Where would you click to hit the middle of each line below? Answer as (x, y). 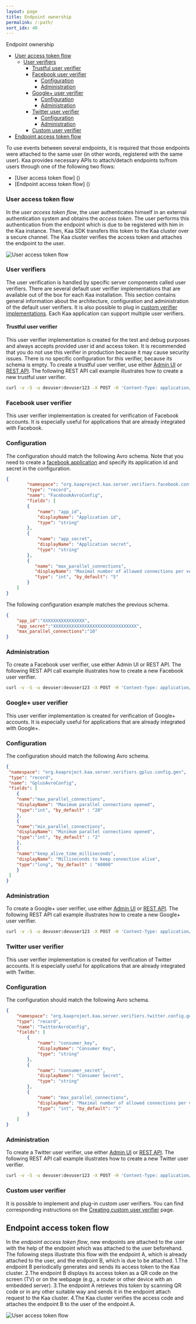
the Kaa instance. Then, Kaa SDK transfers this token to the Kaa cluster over (98, 231)
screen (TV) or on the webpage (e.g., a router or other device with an (89, 1280)
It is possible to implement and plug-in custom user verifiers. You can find (95, 1203)
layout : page (22, 11)
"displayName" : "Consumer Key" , (76, 1049)
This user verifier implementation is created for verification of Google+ (91, 716)
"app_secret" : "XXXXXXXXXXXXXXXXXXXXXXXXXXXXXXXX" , (79, 626)
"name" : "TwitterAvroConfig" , (53, 1027)
